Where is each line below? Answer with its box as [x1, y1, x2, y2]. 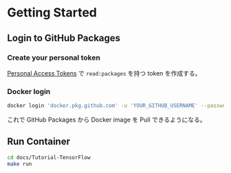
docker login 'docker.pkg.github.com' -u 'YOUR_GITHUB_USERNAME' [7, 102, 198, 109]
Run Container [7, 136, 71, 148]
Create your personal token [7, 53, 101, 62]
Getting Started [7, 5, 98, 21]
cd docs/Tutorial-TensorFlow [7, 154, 91, 161]
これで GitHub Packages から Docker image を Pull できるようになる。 [7, 115, 206, 124]
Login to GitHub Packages [7, 32, 121, 44]
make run [7, 160, 32, 168]
